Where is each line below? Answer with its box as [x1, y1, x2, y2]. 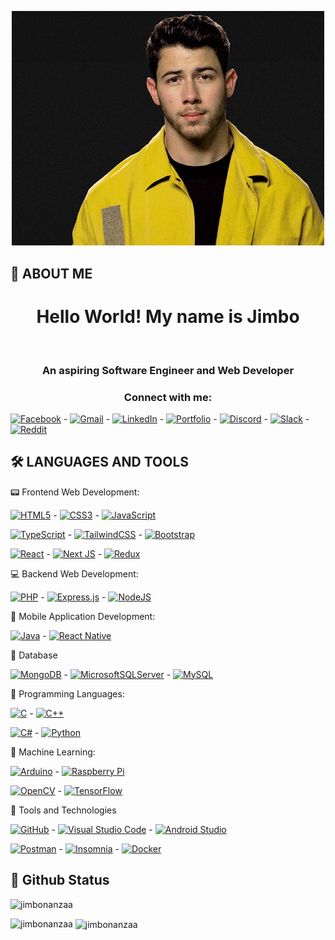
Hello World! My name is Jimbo [36, 305, 300, 328]
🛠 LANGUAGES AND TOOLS [10, 454, 190, 471]
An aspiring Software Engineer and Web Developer [41, 363, 295, 377]
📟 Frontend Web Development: [10, 486, 140, 498]
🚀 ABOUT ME [10, 265, 93, 282]
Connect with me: [123, 390, 213, 404]
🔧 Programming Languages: [10, 687, 125, 700]
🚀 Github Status [10, 872, 110, 889]
